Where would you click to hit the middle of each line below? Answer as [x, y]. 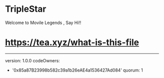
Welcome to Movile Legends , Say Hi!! [43, 23]
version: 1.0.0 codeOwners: [32, 60]
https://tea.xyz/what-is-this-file [72, 42]
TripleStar [26, 9]
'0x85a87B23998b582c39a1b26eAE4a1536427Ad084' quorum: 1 [77, 70]
